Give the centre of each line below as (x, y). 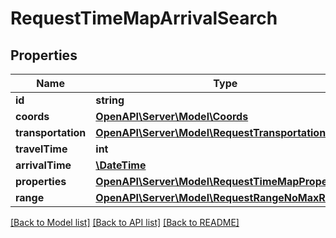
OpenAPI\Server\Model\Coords (172, 116)
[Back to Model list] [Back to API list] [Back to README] (125, 222)
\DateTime (121, 165)
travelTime (41, 149)
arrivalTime (43, 165)
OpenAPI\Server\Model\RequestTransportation (211, 132)
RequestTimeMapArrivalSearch (144, 18)
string (110, 100)
